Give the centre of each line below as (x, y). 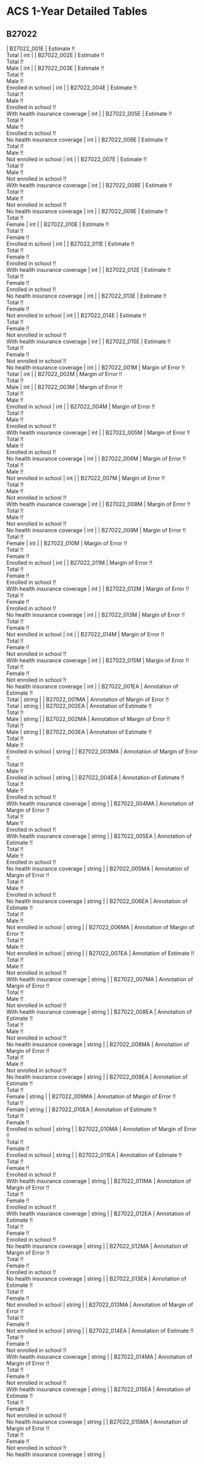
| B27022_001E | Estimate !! (41, 48)
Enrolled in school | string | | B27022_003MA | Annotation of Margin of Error (102, 751)
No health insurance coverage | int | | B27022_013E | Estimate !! (86, 296)
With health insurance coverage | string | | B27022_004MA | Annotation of (100, 803)
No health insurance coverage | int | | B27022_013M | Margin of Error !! (96, 615)
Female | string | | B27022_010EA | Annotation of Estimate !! (81, 1109)
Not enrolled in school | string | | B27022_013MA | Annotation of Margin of (100, 1305)
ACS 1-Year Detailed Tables (77, 11)
